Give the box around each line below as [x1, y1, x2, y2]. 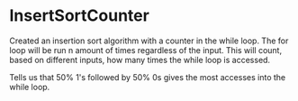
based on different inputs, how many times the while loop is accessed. [9, 54, 271, 65]
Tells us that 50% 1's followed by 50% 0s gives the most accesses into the [9, 71, 286, 82]
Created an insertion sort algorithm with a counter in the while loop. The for [9, 35, 289, 46]
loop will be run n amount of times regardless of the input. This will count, [9, 44, 282, 55]
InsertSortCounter [9, 5, 150, 26]
